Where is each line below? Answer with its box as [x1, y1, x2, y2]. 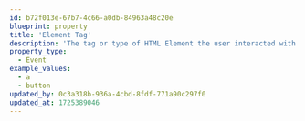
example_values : [9, 65, 71, 74]
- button [17, 81, 51, 90]
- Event [17, 55, 47, 65]
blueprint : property [9, 22, 89, 31]
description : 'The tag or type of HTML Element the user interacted [9, 38, 276, 48]
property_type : [9, 47, 68, 56]
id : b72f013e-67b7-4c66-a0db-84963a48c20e [9, 13, 174, 23]
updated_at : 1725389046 [9, 97, 100, 107]
